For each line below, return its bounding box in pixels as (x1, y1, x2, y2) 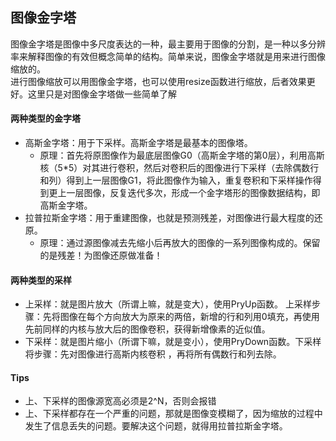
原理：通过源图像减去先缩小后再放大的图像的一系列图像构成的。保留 (39, 237, 321, 249)
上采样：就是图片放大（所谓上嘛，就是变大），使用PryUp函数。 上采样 (24, 298, 313, 310)
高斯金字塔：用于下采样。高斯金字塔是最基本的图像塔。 (24, 137, 253, 149)
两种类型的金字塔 (10, 113, 81, 125)
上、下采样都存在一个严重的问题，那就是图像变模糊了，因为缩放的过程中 (24, 408, 323, 420)
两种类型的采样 (10, 274, 72, 286)
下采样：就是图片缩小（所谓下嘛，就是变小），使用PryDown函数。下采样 (24, 336, 322, 348)
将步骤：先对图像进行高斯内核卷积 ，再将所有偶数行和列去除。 (24, 348, 282, 360)
